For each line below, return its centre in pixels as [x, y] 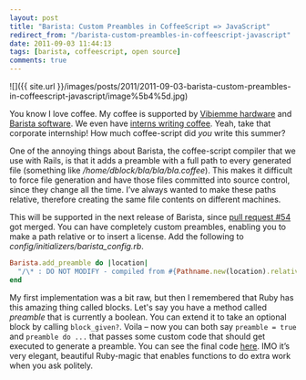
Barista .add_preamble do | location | [79, 263]
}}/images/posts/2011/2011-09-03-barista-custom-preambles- [174, 86]
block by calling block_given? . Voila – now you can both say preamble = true [153, 326]
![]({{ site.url [32, 86]
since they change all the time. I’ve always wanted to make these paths [143, 190]
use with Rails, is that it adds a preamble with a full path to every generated [150, 160]
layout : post [34, 18]
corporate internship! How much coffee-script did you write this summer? [148, 133]
